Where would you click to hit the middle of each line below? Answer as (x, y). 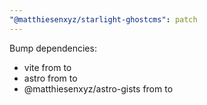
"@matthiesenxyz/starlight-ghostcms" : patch (103, 19)
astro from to (50, 78)
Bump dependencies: (53, 48)
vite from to (47, 67)
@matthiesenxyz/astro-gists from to (98, 88)
